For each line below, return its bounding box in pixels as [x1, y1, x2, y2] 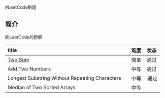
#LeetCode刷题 [5, 4, 37, 10]
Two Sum [7, 56, 30, 63]
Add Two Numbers [7, 65, 51, 72]
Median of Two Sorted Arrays [7, 84, 76, 91]
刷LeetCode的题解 [5, 34, 43, 40]
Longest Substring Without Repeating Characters [7, 74, 122, 81]
